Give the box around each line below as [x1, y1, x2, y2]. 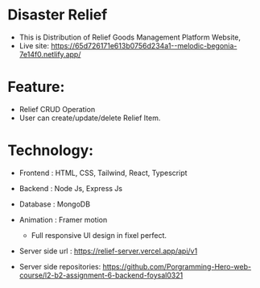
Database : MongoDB [19, 199, 90, 209]
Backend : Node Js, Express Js [19, 183, 122, 193]
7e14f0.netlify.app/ [19, 49, 81, 59]
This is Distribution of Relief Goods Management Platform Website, [19, 32, 241, 42]
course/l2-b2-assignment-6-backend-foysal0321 [19, 270, 184, 280]
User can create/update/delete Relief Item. [19, 113, 161, 123]
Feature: [7, 78, 65, 96]
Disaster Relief [7, 6, 108, 24]
